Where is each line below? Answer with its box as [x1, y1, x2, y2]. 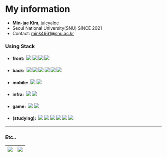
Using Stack [5, 43, 35, 50]
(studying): [12, 115, 36, 121]
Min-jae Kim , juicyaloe [12, 20, 59, 26]
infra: [12, 92, 24, 98]
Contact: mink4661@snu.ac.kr [12, 30, 75, 36]
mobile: [12, 79, 29, 85]
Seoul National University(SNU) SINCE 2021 [12, 25, 102, 31]
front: [12, 55, 25, 61]
